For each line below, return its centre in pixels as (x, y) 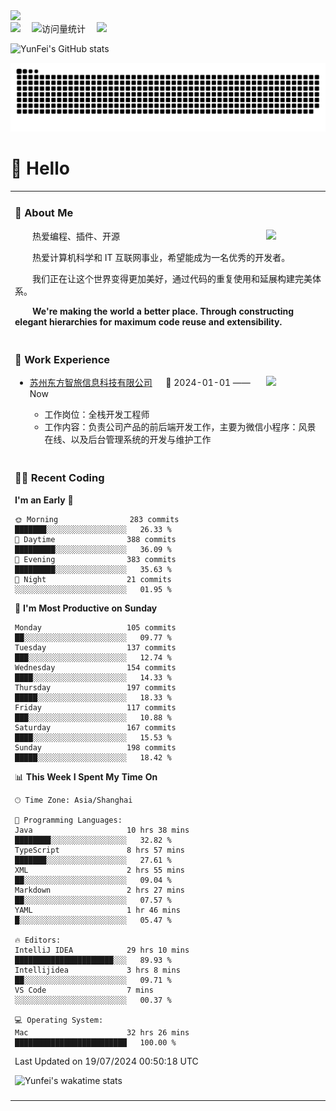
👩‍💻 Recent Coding (59, 478)
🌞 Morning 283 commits (97, 519)
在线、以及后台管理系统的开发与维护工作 (128, 440)
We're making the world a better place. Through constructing (163, 311)
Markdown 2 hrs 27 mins (100, 890)
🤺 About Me (44, 213)
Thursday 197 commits (95, 687)
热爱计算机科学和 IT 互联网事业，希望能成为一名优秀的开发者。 (161, 257)
